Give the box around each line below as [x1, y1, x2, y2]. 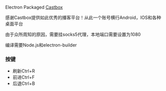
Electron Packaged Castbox [5, 4, 63, 10]
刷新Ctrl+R [12, 68, 35, 74]
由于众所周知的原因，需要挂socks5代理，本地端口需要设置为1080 [5, 31, 141, 37]
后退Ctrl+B [12, 80, 35, 86]
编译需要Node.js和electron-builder [5, 42, 77, 48]
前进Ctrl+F [12, 74, 35, 80]
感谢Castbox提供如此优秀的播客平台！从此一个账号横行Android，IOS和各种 [5, 14, 161, 20]
